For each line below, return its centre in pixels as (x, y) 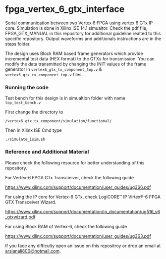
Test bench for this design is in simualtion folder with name (65, 98)
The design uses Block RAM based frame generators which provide (74, 53)
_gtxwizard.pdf (20, 217)
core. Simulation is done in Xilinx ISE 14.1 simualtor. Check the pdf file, (76, 28)
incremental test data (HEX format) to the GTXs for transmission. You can (80, 58)
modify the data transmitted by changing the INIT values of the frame (76, 64)
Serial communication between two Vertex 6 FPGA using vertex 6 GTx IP (79, 23)
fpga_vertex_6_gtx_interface (65, 9)
